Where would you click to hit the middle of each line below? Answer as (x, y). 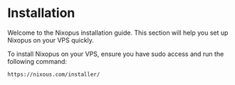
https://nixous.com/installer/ (54, 74)
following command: (37, 61)
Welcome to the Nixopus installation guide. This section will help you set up (118, 33)
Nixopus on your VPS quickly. (51, 40)
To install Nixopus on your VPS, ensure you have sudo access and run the (116, 54)
